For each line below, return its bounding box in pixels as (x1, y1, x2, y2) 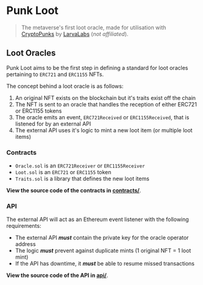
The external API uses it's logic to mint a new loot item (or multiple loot (15, 126, 193, 134)
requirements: (6, 222, 41, 230)
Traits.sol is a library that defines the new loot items (15, 175, 149, 183)
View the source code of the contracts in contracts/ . (6, 187, 141, 194)
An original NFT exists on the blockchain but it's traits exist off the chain (15, 94, 196, 101)
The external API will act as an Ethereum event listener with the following (6, 216, 189, 223)
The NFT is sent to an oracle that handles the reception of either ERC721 (15, 100, 197, 108)
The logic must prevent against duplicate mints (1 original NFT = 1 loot (15, 247, 191, 255)
